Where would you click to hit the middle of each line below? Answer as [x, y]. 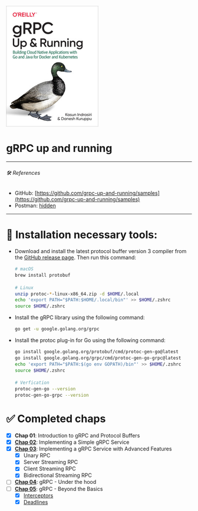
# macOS [24, 269]
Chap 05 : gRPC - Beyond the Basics [59, 489]
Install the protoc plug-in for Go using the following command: [90, 340]
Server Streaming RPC [51, 462]
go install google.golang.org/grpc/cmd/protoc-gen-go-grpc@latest [98, 358]
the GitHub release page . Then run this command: [75, 258]
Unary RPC [37, 456]
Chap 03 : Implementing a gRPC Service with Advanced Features [93, 449]
